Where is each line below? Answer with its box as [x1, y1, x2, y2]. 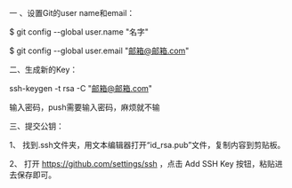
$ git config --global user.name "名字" [9, 27, 150, 37]
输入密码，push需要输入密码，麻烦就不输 [9, 102, 160, 113]
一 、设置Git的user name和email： [9, 8, 135, 18]
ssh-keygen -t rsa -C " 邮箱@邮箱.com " [9, 83, 153, 93]
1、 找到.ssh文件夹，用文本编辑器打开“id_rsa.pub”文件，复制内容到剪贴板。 [9, 140, 286, 150]
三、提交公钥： [9, 121, 64, 131]
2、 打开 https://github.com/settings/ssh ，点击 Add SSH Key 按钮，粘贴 [9, 159, 276, 168]
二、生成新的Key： [9, 65, 78, 74]
